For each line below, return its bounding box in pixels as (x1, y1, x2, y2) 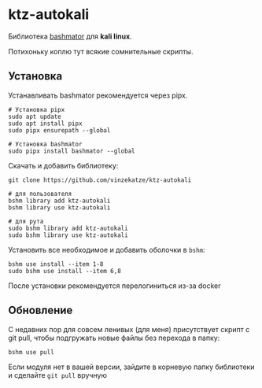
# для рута (8, 217, 44, 225)
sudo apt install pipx (8, 120, 83, 127)
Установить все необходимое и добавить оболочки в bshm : (8, 245, 206, 254)
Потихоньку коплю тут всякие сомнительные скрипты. (8, 46, 194, 56)
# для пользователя (8, 190, 72, 198)
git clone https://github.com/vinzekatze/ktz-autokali (8, 176, 192, 184)
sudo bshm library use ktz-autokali (8, 231, 128, 239)
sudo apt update (8, 113, 61, 120)
